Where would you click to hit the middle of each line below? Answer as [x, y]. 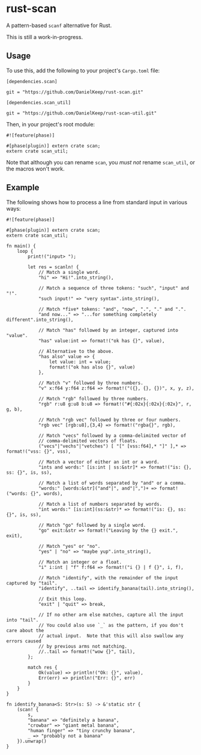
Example [23, 188]
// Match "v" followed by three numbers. [91, 383]
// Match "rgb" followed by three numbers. [93, 399]
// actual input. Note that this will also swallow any [111, 636]
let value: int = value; [80, 362]
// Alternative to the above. [76, 351]
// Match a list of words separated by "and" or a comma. [112, 483]
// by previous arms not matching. [83, 646]
